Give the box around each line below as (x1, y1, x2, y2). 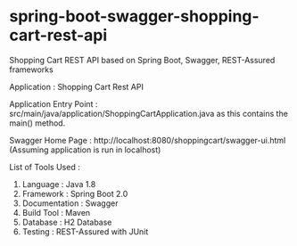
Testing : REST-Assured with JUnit (21, 225, 149, 237)
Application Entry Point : (9, 98, 98, 109)
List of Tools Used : (9, 161, 80, 172)
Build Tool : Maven (21, 207, 91, 217)
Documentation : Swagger (21, 198, 119, 209)
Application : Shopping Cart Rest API (9, 81, 144, 92)
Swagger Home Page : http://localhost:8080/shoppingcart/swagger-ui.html (9, 135, 286, 145)
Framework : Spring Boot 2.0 (21, 188, 128, 199)
